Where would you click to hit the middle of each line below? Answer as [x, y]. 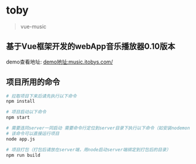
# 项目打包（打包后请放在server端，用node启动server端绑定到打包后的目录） [88, 150]
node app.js [20, 139]
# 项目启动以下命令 [26, 112]
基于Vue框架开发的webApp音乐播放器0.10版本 [91, 47]
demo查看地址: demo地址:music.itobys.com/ [59, 62]
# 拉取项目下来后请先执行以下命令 [42, 96]
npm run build [23, 155]
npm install [20, 101]
